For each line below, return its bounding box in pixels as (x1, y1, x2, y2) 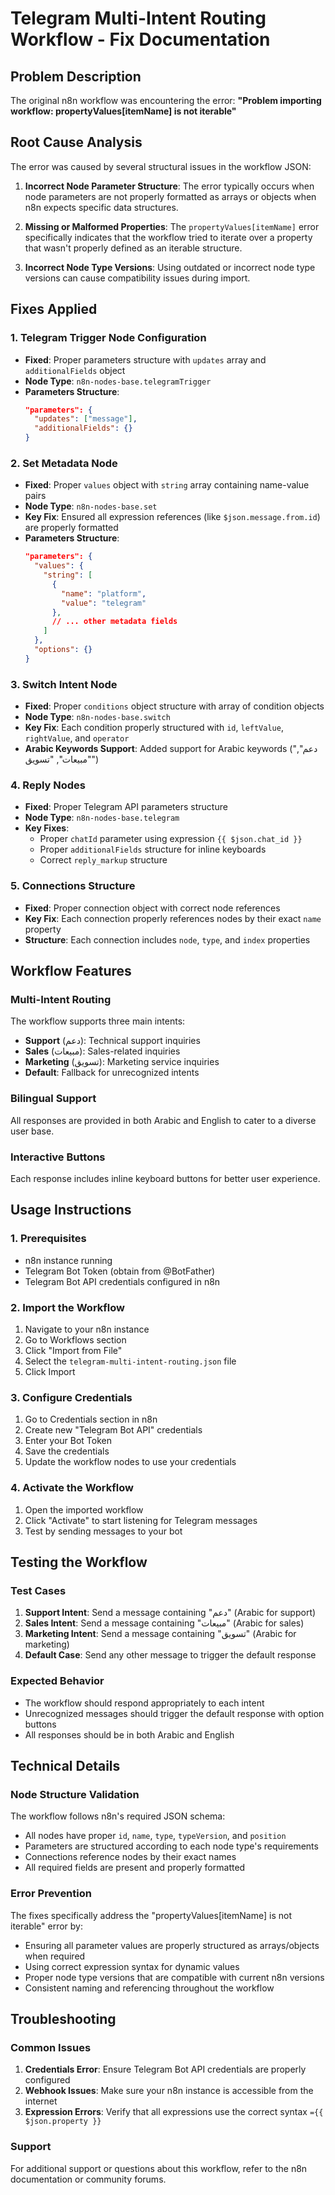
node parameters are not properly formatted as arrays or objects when (24, 190, 317, 202)
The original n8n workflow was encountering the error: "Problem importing (10, 95, 322, 106)
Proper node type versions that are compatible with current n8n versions (24, 1971, 325, 1983)
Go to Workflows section (24, 1333, 127, 1346)
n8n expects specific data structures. (24, 201, 179, 213)
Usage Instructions (10, 1202, 132, 1219)
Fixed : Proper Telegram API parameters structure (24, 801, 228, 813)
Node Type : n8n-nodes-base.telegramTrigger (24, 375, 212, 387)
